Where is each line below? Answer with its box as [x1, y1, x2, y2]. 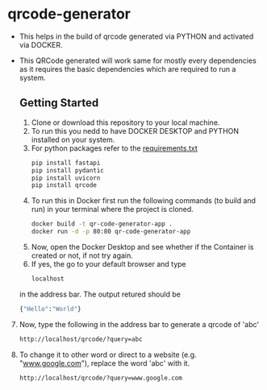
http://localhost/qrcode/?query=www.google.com [19, 374, 182, 382]
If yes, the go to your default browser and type [31, 259, 186, 268]
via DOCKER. [19, 39, 63, 49]
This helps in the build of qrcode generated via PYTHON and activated [19, 31, 254, 41]
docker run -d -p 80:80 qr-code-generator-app [31, 227, 191, 236]
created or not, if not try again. [31, 251, 134, 260]
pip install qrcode [31, 181, 98, 189]
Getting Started [19, 96, 99, 110]
